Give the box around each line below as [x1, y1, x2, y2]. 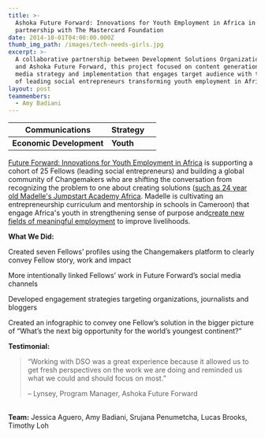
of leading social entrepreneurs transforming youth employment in [15, 77, 242, 85]
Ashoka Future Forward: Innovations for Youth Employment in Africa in [15, 19, 256, 27]
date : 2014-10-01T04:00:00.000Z [8, 33, 114, 42]
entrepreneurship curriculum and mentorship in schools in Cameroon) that [8, 200, 250, 210]
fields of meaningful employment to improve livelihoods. [8, 217, 191, 226]
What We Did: [8, 232, 54, 241]
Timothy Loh [8, 421, 50, 430]
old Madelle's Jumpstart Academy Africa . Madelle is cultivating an [8, 191, 223, 201]
